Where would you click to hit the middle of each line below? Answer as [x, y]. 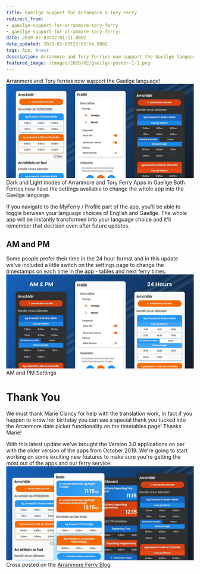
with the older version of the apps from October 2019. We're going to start [97, 450]
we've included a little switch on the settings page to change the [85, 265]
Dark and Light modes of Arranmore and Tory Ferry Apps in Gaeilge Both [96, 182]
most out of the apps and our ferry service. [59, 464]
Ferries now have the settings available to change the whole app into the [95, 189]
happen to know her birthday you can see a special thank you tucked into [96, 420]
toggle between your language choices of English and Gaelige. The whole [97, 213]
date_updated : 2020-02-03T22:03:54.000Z [57, 44]
